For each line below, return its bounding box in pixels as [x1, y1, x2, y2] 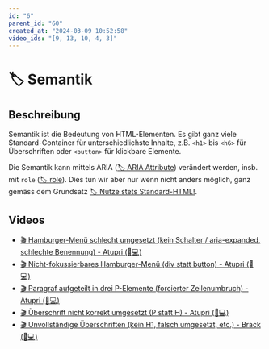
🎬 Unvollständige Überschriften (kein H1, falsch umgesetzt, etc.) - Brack [19, 320, 261, 330]
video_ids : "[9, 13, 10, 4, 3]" [8, 34, 117, 43]
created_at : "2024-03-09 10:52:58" [8, 27, 128, 35]
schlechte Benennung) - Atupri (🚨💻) [19, 247, 143, 257]
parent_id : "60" [8, 19, 63, 27]
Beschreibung [8, 108, 81, 122]
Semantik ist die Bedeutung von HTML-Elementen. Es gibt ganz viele [8, 130, 237, 139]
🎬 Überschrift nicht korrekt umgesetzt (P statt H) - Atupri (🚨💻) [19, 308, 229, 318]
